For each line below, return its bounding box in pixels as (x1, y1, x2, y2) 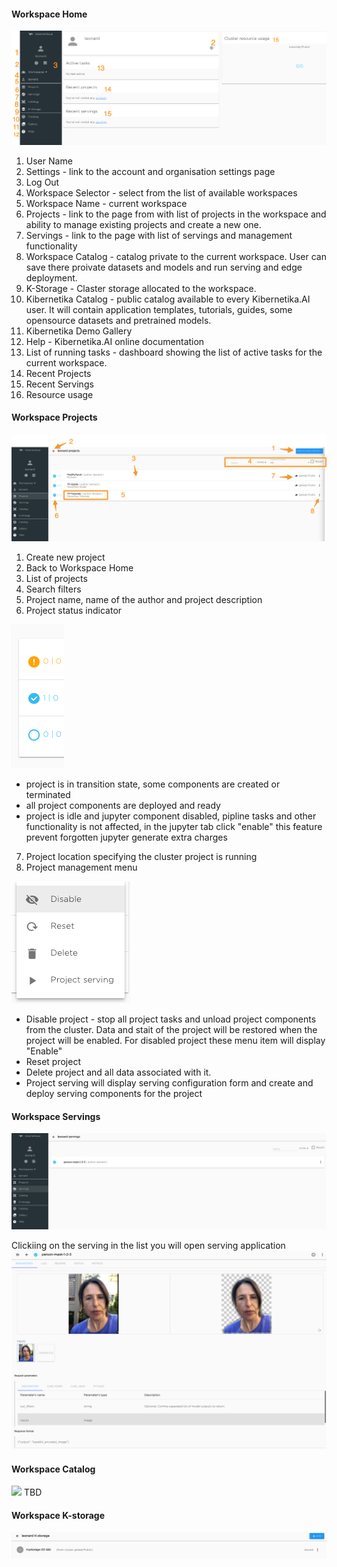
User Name (25, 155, 73, 167)
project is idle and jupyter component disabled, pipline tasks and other (25, 810, 317, 822)
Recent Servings (25, 378, 94, 390)
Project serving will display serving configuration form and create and (25, 1077, 314, 1089)
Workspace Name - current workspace (25, 197, 188, 209)
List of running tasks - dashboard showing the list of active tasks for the (25, 346, 323, 358)
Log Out (25, 176, 60, 188)
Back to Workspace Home (25, 562, 134, 574)
